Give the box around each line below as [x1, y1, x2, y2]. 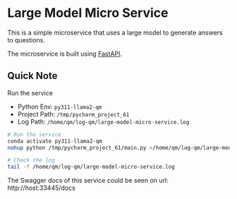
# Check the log [7, 157, 55, 164]
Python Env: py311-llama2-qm [17, 102, 102, 111]
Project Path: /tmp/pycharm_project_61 [17, 109, 130, 118]
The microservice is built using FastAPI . [7, 49, 122, 58]
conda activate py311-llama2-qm [7, 138, 102, 145]
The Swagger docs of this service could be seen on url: [7, 176, 169, 185]
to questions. [7, 35, 46, 44]
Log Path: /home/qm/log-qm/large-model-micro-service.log [17, 117, 190, 126]
